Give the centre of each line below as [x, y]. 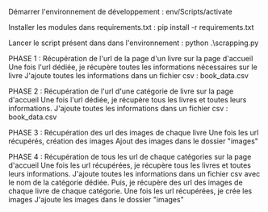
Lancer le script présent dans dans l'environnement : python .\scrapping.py [134, 43]
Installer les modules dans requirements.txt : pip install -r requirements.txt [131, 27]
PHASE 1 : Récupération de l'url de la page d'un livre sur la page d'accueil [131, 58]
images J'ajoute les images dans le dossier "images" [96, 200]
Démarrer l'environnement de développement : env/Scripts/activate [120, 12]
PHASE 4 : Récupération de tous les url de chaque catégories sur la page [130, 157]
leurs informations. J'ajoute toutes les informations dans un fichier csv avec [134, 174]
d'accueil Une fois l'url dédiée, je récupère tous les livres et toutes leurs [128, 100]
